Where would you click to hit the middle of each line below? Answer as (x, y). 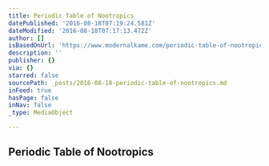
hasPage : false (34, 98)
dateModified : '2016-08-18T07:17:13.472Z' (80, 30)
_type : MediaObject (41, 113)
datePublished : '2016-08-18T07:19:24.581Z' (82, 23)
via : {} (21, 68)
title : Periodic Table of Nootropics (71, 16)
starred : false (34, 75)
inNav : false (30, 105)
